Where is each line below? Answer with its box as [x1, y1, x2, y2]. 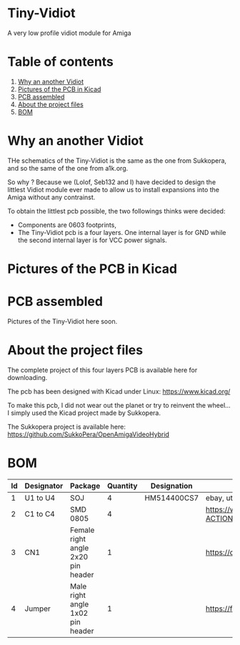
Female [70, 525, 95, 535]
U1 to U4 [24, 493, 56, 503]
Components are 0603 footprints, [17, 220, 116, 229]
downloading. [7, 373, 48, 381]
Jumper [24, 604, 51, 614]
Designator [24, 481, 64, 491]
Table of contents [7, 54, 114, 70]
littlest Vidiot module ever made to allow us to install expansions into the [7, 185, 220, 194]
